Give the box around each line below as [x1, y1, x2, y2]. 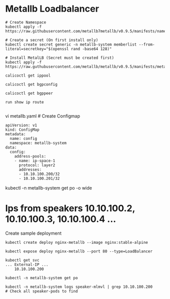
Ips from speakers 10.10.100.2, [5, 203, 135, 214]
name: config [10, 136, 37, 141]
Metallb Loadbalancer [5, 3, 100, 15]
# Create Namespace [5, 20, 47, 25]
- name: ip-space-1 [14, 158, 56, 163]
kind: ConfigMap [5, 127, 39, 132]
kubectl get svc [5, 257, 39, 263]
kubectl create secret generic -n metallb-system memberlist [5, 42, 137, 47]
